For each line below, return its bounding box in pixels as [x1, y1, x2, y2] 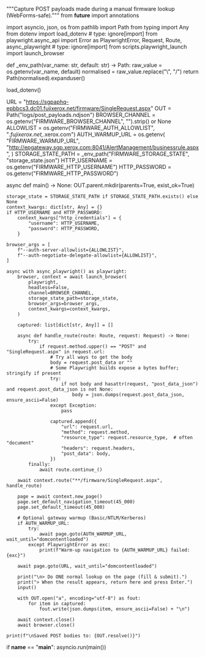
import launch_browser [6, 50, 65, 57]
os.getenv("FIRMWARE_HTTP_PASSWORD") [6, 170, 119, 177]
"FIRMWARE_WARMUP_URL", [6, 137, 80, 145]
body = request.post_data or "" [50, 359, 133, 366]
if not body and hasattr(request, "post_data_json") [61, 381, 199, 387]
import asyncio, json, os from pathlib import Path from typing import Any [6, 24, 190, 31]
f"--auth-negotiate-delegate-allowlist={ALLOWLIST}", [17, 252, 157, 258]
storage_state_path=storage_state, [28, 295, 119, 301]
